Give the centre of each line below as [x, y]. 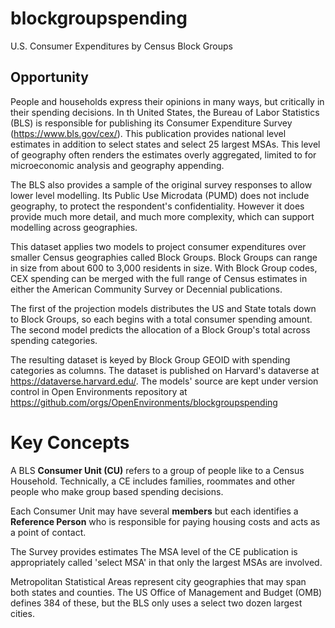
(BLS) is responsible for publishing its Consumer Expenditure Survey [151, 123]
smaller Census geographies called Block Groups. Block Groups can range [164, 257]
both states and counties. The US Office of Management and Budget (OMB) [166, 592]
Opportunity [49, 77]
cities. [22, 613]
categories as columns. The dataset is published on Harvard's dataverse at [165, 370]
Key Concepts [70, 442]
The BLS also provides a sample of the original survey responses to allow [161, 184]
